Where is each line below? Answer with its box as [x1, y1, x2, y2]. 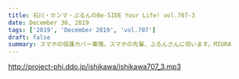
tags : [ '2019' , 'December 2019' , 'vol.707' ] [8, 26, 156, 34]
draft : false [8, 33, 51, 41]
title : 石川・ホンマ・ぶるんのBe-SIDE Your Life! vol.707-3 [8, 11, 196, 20]
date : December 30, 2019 [8, 19, 89, 27]
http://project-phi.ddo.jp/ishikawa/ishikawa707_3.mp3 [8, 62, 182, 71]
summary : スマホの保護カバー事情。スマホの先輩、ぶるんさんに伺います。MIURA [8, 41, 232, 48]
